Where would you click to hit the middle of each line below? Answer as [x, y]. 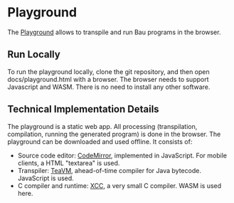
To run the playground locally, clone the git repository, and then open [108, 71]
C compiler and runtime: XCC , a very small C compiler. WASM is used [119, 185]
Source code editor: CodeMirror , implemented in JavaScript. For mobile [122, 155]
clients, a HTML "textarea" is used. [69, 163]
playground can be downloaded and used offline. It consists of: [100, 141]
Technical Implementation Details [83, 109]
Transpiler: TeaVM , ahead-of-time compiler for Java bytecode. [109, 170]
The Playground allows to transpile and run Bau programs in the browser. [114, 32]
